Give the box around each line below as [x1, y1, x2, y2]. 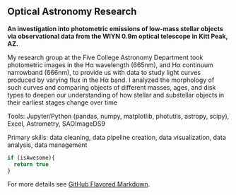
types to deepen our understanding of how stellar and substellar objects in [7, 90, 225, 99]
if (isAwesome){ [7, 154, 55, 161]
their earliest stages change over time [7, 98, 118, 107]
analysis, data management [7, 141, 88, 149]
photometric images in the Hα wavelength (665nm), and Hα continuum [7, 60, 214, 69]
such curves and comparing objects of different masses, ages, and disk [7, 83, 216, 91]
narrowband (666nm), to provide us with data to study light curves [7, 68, 201, 76]
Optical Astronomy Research [7, 6, 137, 18]
